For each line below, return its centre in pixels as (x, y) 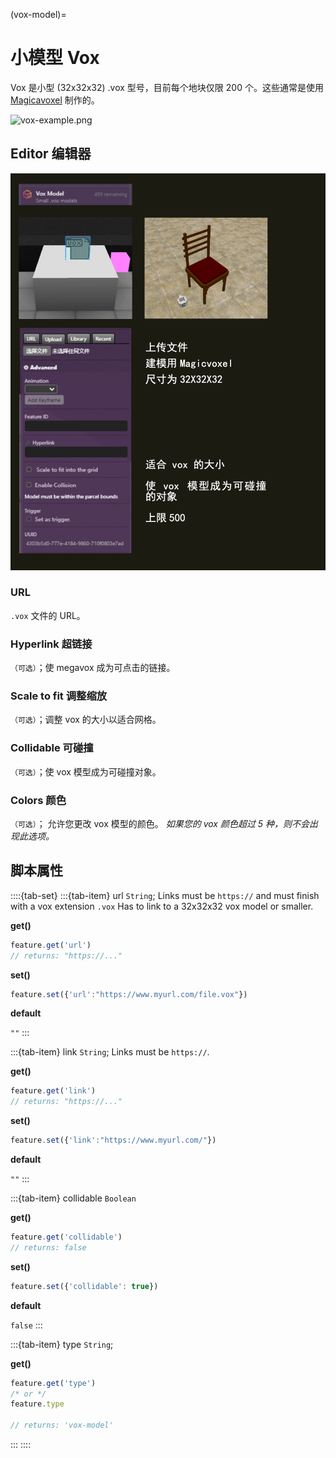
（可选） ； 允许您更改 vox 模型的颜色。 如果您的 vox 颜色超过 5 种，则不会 (160, 824)
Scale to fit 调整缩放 (59, 696)
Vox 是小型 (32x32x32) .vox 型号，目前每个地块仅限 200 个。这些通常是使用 (167, 87)
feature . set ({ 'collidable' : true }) (84, 1286)
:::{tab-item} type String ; (62, 1344)
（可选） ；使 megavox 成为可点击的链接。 (93, 668)
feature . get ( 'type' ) (53, 1383)
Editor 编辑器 (51, 154)
